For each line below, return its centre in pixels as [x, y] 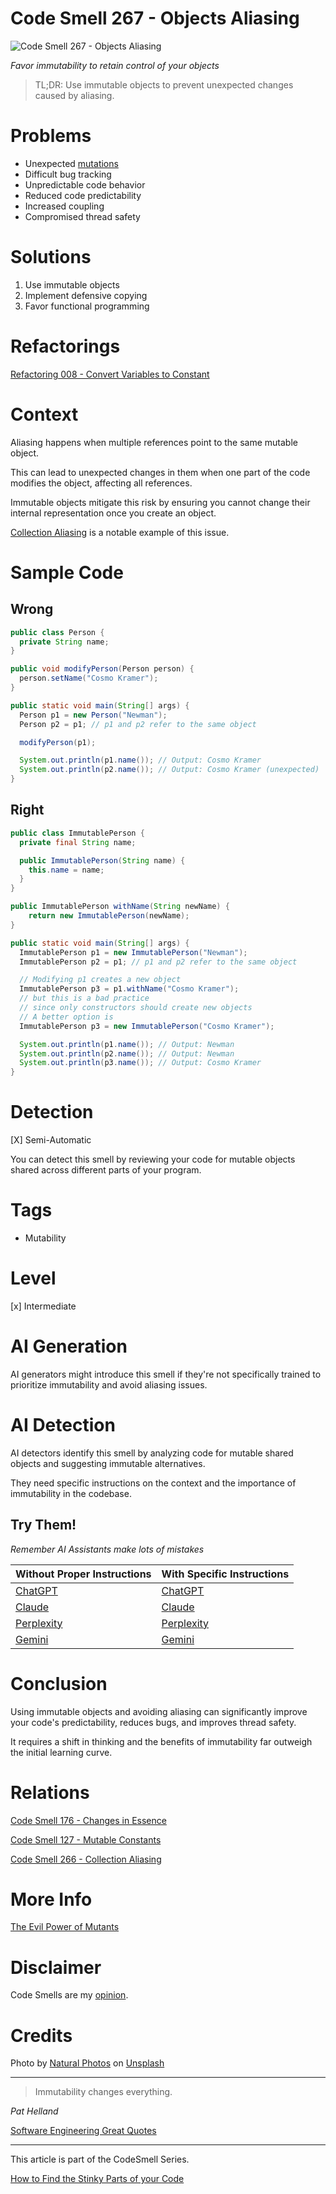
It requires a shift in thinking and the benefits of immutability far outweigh [161, 1741]
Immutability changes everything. [103, 2092]
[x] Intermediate [43, 1306]
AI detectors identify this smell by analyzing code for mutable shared [152, 1453]
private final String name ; [78, 842]
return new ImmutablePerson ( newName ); [109, 916]
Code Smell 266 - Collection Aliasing [86, 1859]
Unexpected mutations [71, 163]
